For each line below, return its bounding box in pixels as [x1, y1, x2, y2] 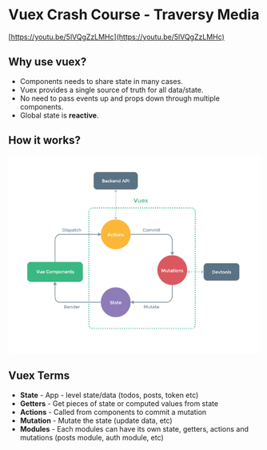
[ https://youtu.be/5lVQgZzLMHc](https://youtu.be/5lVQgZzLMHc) [8, 32, 225, 42]
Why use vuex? [8, 55, 87, 69]
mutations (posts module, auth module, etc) [19, 432, 164, 442]
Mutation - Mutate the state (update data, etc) [19, 416, 173, 425]
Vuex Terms [8, 369, 70, 383]
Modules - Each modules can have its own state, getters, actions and [19, 424, 249, 433]
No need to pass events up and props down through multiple [19, 94, 220, 103]
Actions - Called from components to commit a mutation [19, 407, 207, 416]
